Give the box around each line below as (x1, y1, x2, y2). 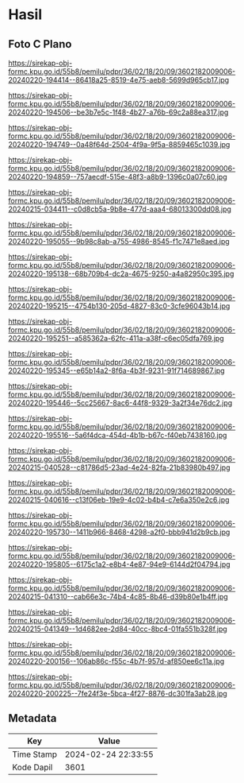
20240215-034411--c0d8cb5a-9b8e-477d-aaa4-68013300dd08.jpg (8, 204, 232, 214)
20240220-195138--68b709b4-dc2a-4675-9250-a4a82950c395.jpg (8, 269, 234, 278)
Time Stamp (12, 749, 58, 760)
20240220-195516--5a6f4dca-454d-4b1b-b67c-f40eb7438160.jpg (8, 431, 227, 440)
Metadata (8, 711, 57, 725)
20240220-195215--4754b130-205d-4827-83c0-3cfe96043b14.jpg (8, 301, 231, 311)
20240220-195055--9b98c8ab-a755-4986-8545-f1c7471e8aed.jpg (8, 237, 230, 246)
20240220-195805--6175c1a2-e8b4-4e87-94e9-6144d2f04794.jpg (8, 560, 231, 569)
